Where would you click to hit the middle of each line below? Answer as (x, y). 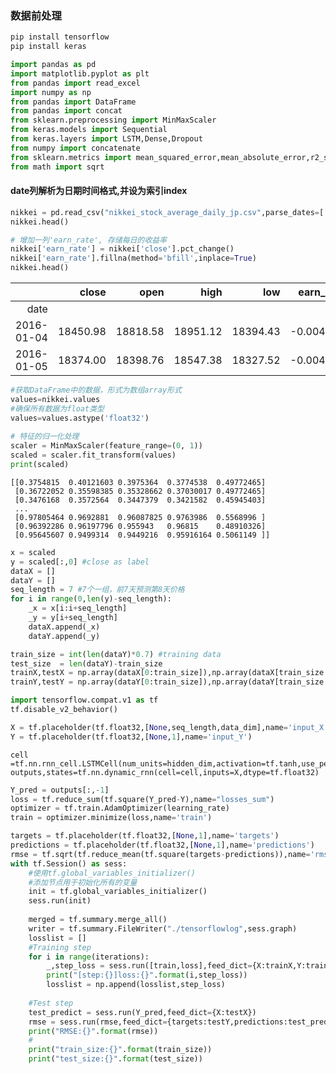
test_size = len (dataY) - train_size (86, 663)
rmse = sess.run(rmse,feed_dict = (98, 1022)
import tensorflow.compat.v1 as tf (84, 700)
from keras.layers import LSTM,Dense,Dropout (106, 139)
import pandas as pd (53, 65)
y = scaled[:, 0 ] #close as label (80, 562)
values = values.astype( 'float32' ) (80, 418)
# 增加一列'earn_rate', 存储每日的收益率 (89, 240)
